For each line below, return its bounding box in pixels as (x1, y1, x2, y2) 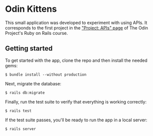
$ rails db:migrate (5, 90, 45, 95)
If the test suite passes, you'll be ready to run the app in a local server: (5, 117, 148, 123)
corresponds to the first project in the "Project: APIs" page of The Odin (5, 25, 149, 30)
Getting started (5, 44, 53, 53)
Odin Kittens (5, 3, 57, 15)
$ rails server (5, 126, 36, 131)
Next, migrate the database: (5, 81, 61, 86)
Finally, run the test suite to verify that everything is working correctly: (5, 99, 147, 105)
